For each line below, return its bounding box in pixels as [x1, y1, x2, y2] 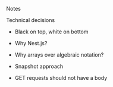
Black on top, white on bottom [14, 28, 89, 35]
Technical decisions [6, 17, 55, 23]
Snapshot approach [14, 63, 64, 70]
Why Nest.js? [14, 40, 48, 46]
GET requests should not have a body [14, 74, 108, 81]
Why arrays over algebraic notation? [14, 51, 104, 58]
